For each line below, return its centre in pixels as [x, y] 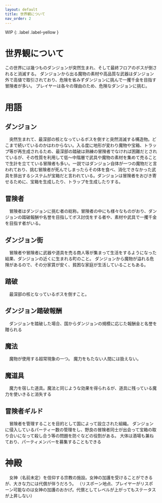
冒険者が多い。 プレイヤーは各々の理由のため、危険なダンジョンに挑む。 [77, 86]
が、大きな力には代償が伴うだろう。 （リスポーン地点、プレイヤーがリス [77, 484]
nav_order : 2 [18, 18]
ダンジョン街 [24, 240]
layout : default [21, 9]
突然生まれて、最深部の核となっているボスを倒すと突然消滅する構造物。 [81, 139]
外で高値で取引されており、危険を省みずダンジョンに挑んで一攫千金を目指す [81, 80]
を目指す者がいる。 [24, 223]
